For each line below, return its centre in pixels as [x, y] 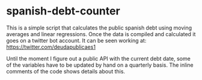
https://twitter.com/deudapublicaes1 [51, 47]
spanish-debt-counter [63, 11]
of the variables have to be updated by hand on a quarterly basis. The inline [100, 65]
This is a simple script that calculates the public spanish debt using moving [99, 28]
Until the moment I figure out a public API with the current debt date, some [98, 58]
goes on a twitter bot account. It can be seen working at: [76, 40]
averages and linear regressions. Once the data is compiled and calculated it [101, 34]
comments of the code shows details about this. [66, 71]
